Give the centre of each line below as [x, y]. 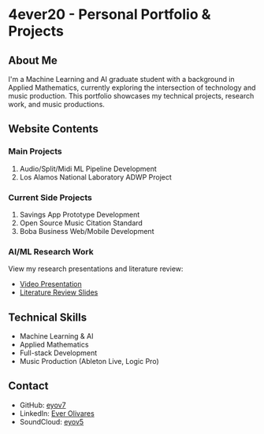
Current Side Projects [50, 197]
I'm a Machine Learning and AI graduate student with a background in [121, 79]
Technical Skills [48, 317]
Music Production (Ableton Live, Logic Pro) [89, 362]
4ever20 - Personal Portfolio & [110, 15]
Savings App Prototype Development [80, 214]
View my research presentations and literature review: [96, 269]
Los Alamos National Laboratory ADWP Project [95, 177]
